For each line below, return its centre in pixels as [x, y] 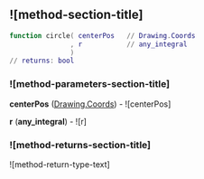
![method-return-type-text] [60, 164]
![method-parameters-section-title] [89, 84]
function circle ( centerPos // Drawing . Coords [102, 35]
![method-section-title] [76, 15]
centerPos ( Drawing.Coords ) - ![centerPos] [90, 104]
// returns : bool [42, 61]
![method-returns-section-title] [80, 145]
